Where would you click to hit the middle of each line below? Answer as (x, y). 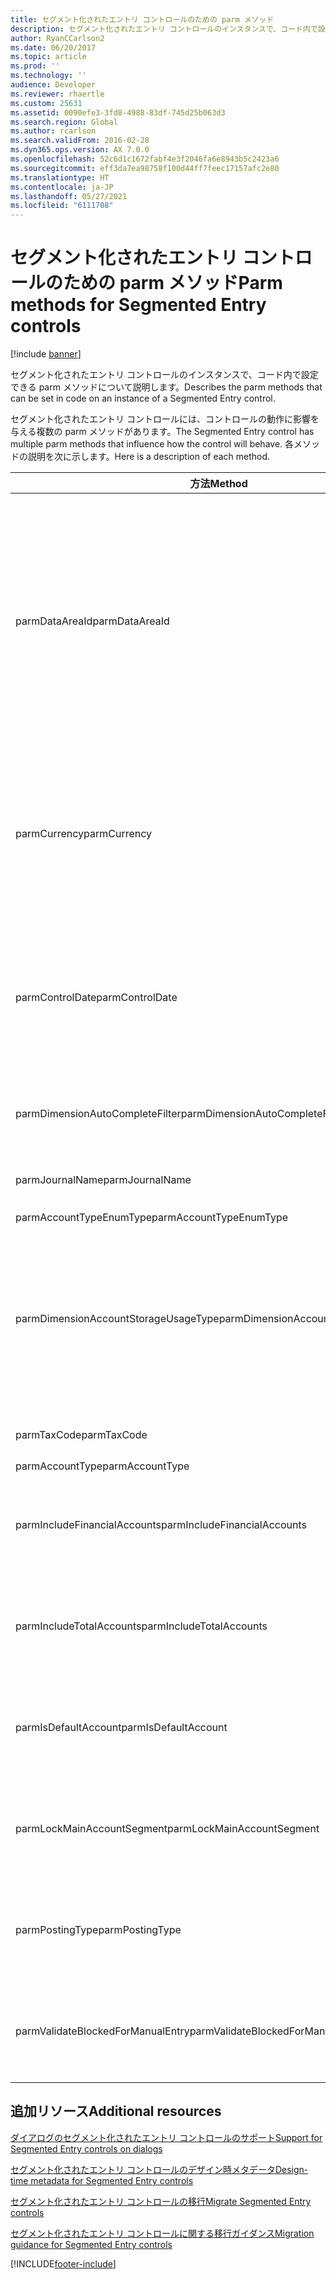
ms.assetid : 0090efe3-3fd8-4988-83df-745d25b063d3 (118, 112)
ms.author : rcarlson (53, 131)
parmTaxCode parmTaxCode (81, 1435)
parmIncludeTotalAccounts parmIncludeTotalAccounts (141, 1626)
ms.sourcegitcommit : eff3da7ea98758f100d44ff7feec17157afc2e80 (145, 168)
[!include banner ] (46, 354)
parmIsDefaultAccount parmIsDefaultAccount (121, 1728)
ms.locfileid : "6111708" (62, 206)
